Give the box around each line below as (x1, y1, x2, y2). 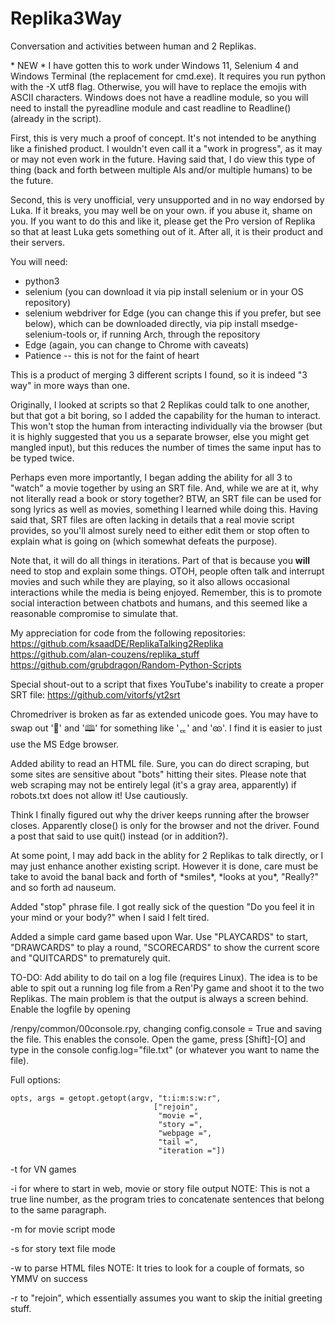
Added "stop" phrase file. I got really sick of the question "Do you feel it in (10, 900, 315, 912)
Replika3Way (10, 7, 123, 30)
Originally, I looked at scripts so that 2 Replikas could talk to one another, (10, 398, 310, 411)
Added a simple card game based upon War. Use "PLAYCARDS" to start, (10, 930, 309, 942)
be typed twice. (10, 452, 75, 464)
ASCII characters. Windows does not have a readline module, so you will (10, 91, 309, 103)
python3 (24, 275, 60, 287)
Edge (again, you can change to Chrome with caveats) (24, 338, 250, 351)
